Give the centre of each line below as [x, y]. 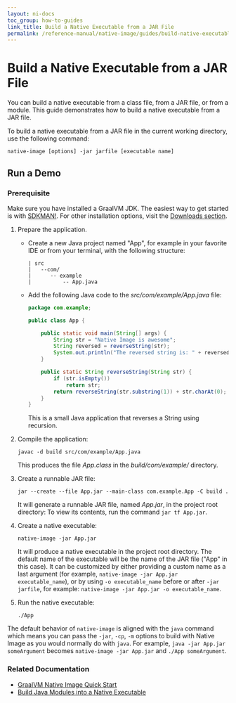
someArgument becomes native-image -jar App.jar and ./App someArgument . [117, 651]
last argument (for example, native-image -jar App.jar [98, 574]
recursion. [42, 425]
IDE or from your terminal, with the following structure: [106, 250]
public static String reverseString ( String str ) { [116, 372]
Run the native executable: [56, 602]
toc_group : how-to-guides [45, 20]
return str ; [83, 385]
